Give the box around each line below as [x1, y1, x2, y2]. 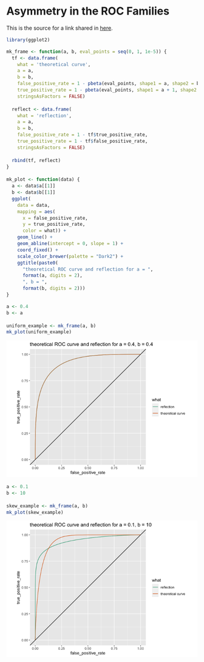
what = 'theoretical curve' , [17, 61, 91, 67]
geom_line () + [17, 234, 53, 240]
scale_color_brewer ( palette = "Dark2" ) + [17, 253, 123, 259]
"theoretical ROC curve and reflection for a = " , [22, 266, 154, 272]
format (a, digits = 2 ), [22, 272, 83, 279]
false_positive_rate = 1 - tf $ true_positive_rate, [17, 132, 148, 138]
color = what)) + [22, 228, 67, 234]
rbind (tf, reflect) [12, 157, 61, 163]
